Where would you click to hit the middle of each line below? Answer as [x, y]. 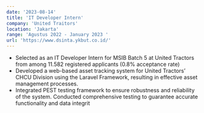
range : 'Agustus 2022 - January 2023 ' [57, 35]
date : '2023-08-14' [31, 12]
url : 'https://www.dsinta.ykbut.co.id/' [59, 40]
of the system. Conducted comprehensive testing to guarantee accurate [107, 97]
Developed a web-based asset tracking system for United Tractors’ [100, 71]
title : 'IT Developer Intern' [45, 18]
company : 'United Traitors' [42, 23]
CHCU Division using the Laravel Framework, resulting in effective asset [106, 77]
